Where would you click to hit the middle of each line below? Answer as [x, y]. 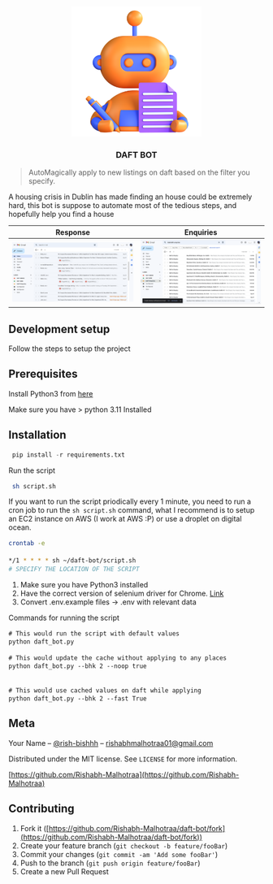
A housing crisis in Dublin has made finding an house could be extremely [130, 197]
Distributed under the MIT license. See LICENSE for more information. [123, 759]
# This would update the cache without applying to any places [118, 658]
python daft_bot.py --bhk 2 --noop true [78, 666]
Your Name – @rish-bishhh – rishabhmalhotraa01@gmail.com [111, 743]
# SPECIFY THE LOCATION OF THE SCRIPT [74, 570]
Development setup [59, 329]
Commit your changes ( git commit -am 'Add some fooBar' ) [119, 854]
